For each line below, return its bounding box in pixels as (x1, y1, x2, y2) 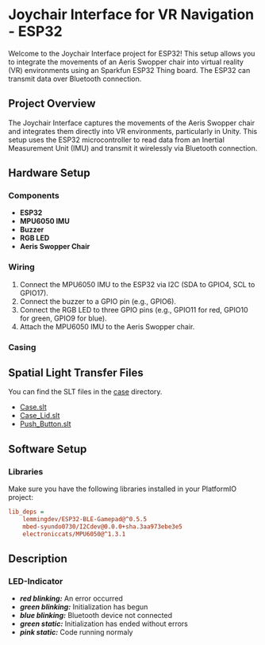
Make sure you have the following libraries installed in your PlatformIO (8, 484, 236, 493)
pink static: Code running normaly (19, 628, 133, 637)
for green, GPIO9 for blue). (19, 313, 107, 323)
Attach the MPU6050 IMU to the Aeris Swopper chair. (19, 321, 195, 331)
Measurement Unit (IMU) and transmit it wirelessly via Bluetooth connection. (8, 143, 258, 152)
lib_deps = (8, 508, 44, 516)
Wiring (8, 262, 36, 273)
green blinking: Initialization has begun (19, 602, 148, 612)
